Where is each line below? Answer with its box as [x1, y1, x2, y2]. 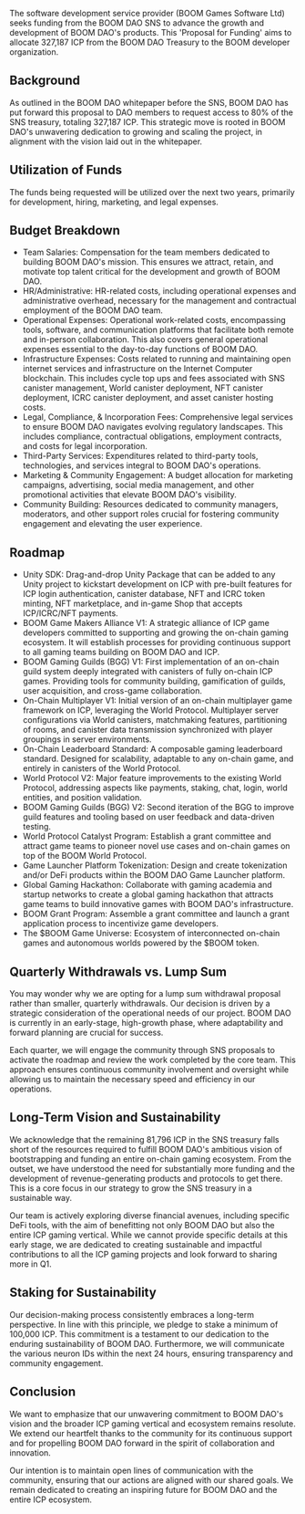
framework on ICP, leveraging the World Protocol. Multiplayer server [22, 705, 280, 715]
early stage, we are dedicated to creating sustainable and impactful [9, 1238, 262, 1249]
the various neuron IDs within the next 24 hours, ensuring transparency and [9, 1348, 294, 1359]
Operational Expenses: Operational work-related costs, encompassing [22, 315, 286, 326]
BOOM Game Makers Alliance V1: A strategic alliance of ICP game [22, 618, 270, 629]
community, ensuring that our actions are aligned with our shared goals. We [9, 1474, 294, 1486]
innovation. [9, 1446, 52, 1458]
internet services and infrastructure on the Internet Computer [22, 363, 253, 374]
